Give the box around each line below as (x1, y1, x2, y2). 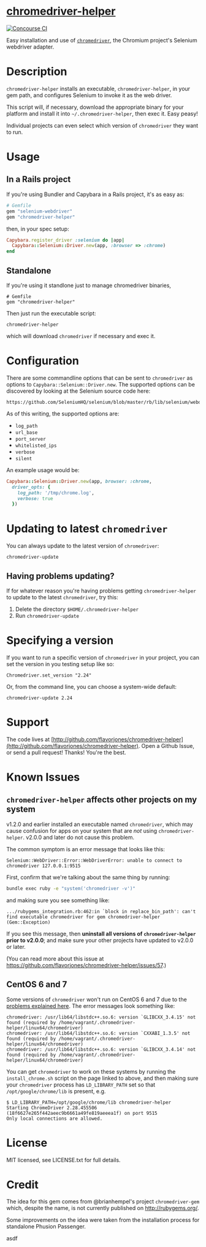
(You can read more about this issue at (6, 954, 104, 962)
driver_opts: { (12, 484, 51, 490)
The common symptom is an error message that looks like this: (6, 845, 166, 852)
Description (6, 65, 67, 79)
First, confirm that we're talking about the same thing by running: (6, 873, 170, 881)
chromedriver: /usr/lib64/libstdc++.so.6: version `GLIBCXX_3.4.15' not (6, 1014, 196, 1020)
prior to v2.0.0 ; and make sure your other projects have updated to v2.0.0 (6, 936, 194, 944)
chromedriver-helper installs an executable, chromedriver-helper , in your (6, 85, 191, 92)
